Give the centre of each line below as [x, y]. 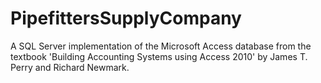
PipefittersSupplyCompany [126, 18]
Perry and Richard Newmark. [70, 67]
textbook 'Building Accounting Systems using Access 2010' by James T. [159, 56]
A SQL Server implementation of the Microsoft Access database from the [161, 46]
